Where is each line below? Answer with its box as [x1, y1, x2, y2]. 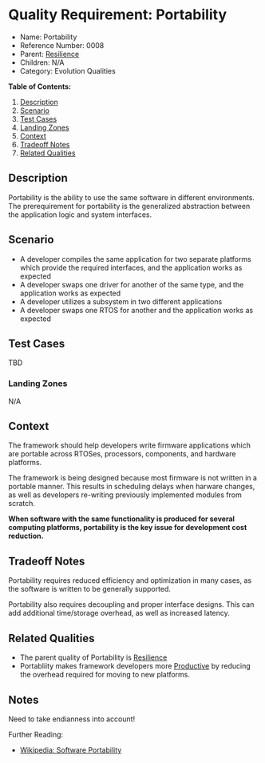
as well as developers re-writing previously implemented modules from [8, 490, 242, 500]
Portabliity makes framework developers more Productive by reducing [19, 661, 251, 671]
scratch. [8, 499, 36, 508]
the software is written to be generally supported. [8, 584, 172, 594]
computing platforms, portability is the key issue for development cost [8, 523, 247, 532]
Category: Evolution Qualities [19, 66, 116, 75]
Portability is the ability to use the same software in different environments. [8, 192, 255, 202]
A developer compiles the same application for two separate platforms [19, 254, 251, 263]
